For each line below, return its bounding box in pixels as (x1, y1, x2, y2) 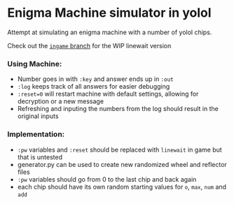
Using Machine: (7, 59, 62, 68)
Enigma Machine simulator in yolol (7, 5, 212, 21)
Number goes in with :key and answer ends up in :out (17, 75, 174, 83)
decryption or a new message (17, 97, 104, 105)
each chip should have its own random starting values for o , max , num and (17, 182, 226, 191)
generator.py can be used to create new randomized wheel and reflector (17, 160, 228, 168)
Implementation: (7, 129, 65, 139)
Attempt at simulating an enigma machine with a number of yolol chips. (7, 28, 212, 36)
